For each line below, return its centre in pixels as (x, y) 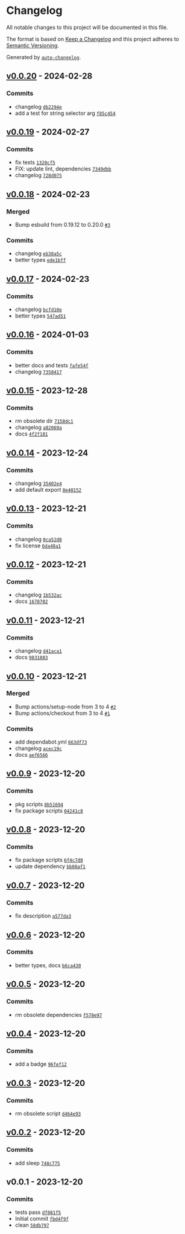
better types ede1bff (40, 260)
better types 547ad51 (40, 316)
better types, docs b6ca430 (48, 965)
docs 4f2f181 (31, 434)
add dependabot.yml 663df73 (51, 742)
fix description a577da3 (43, 916)
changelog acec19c (38, 748)
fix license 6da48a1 (38, 546)
